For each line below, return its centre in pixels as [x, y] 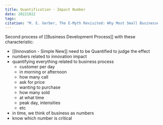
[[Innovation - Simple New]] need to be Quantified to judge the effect [81, 51]
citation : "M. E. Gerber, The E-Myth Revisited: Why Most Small [71, 23]
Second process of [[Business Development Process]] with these [70, 37]
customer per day [37, 67]
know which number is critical [42, 118]
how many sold [34, 93]
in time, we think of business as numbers [53, 113]
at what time [32, 98]
